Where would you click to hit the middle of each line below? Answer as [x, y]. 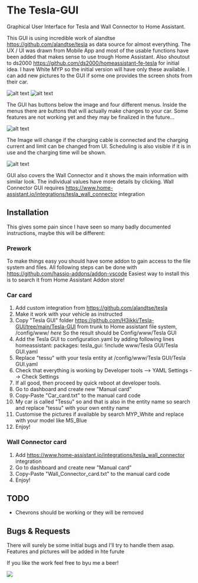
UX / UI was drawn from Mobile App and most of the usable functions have [98, 50]
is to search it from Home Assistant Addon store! [66, 280]
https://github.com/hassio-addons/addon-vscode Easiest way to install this [98, 274]
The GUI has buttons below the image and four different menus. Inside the [97, 104]
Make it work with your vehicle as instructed [69, 314]
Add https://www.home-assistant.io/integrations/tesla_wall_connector [100, 455]
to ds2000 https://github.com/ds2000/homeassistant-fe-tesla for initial [93, 63]
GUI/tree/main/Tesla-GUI [45, 327]
